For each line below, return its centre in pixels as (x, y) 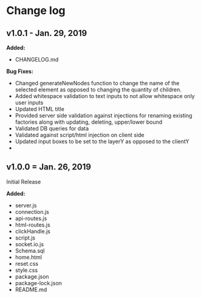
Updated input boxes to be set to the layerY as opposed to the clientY (102, 141)
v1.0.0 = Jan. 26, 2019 (49, 167)
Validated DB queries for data (52, 128)
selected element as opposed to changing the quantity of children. (98, 90)
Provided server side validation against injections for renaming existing (104, 115)
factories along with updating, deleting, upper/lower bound (89, 122)
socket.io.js (29, 244)
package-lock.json (39, 283)
